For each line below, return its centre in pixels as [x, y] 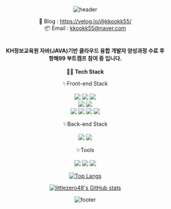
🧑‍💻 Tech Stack [85, 71]
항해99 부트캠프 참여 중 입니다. [85, 58]
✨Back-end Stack [85, 124]
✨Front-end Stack [85, 83]
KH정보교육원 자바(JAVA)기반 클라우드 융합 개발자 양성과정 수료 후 [85, 51]
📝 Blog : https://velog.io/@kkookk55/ [85, 21]
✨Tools [85, 150]
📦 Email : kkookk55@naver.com [85, 28]
